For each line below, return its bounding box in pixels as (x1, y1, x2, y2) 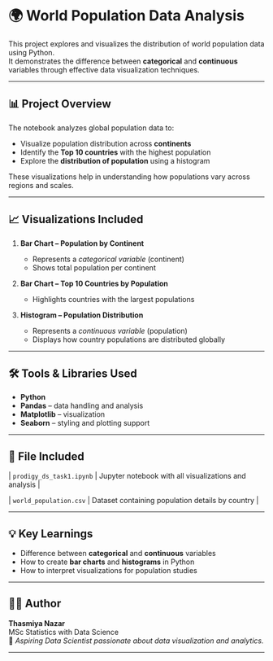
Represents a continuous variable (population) (32, 326, 188, 335)
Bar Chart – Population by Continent (19, 238, 145, 248)
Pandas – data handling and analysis (19, 401, 144, 411)
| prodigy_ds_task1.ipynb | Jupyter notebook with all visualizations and (8, 471, 246, 481)
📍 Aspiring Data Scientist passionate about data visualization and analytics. (8, 636, 264, 646)
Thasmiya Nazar (8, 618, 65, 628)
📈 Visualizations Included (8, 212, 144, 226)
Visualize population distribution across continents (19, 138, 192, 148)
